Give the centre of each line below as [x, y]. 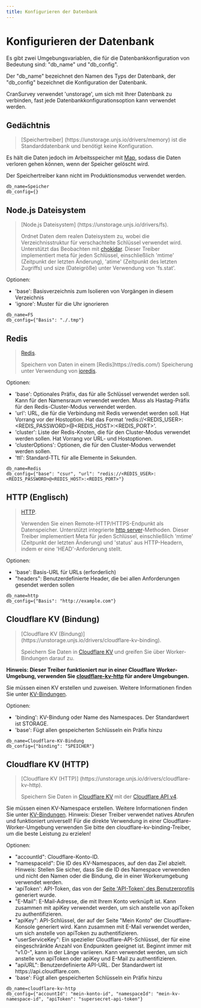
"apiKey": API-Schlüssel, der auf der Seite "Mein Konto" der [89, 921]
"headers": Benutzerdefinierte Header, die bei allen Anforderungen [97, 578]
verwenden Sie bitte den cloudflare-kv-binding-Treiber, [123, 827]
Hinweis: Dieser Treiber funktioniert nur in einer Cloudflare [81, 670]
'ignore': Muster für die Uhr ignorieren [62, 304]
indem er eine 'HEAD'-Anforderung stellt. [71, 549]
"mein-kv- [168, 994]
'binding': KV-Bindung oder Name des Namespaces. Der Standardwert [102, 717]
